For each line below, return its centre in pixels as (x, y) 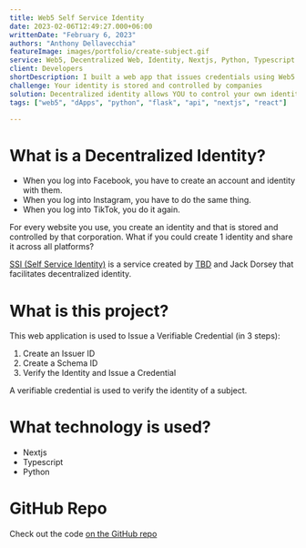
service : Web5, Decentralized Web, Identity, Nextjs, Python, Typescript (153, 60)
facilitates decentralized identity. (71, 274)
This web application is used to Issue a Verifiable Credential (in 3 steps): (145, 336)
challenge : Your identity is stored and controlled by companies (136, 86)
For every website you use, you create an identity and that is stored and (144, 228)
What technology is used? (110, 427)
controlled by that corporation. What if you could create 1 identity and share (151, 237)
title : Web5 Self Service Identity (77, 18)
